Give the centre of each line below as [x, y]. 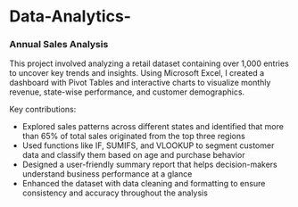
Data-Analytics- [70, 17]
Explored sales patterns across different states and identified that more [153, 127]
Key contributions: [43, 110]
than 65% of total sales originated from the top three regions [133, 137]
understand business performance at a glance [107, 174]
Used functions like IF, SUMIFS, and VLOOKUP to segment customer [148, 145]
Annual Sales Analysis [59, 45]
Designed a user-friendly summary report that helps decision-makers [150, 165]
